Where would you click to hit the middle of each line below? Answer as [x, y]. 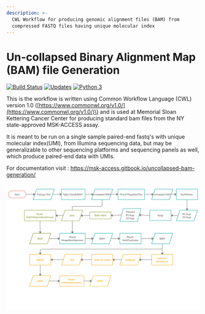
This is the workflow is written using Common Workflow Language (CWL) [99, 99]
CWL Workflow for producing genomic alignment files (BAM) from [96, 19]
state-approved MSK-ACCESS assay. [53, 125]
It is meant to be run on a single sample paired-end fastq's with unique [96, 137]
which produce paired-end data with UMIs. [61, 156]
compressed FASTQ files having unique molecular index [83, 26]
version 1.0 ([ [23, 105]
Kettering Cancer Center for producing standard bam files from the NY [95, 118]
